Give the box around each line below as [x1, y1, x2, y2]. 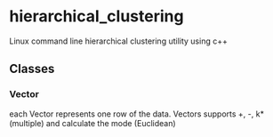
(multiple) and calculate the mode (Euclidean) [9, 117, 176, 128]
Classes [9, 61, 55, 77]
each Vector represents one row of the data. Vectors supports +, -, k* [9, 109, 265, 119]
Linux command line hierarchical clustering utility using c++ [9, 36, 229, 46]
